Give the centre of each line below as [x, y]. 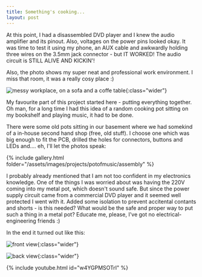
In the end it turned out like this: [46, 232]
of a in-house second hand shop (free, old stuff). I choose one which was [98, 133]
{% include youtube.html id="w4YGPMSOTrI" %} [67, 267]
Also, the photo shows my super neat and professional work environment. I [100, 72]
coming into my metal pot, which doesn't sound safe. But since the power [98, 189]
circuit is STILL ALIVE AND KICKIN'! [50, 60]
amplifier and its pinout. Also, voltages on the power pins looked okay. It [96, 41]
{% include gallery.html [35, 157]
